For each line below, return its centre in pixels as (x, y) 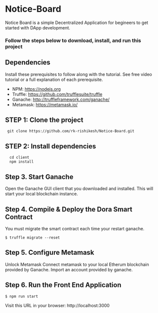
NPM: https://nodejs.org (36, 89)
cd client (19, 158)
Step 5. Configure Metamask (50, 253)
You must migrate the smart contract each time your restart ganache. (75, 228)
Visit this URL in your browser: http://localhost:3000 (57, 305)
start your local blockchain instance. (42, 194)
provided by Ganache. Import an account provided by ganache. (69, 269)
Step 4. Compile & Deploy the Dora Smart (69, 209)
